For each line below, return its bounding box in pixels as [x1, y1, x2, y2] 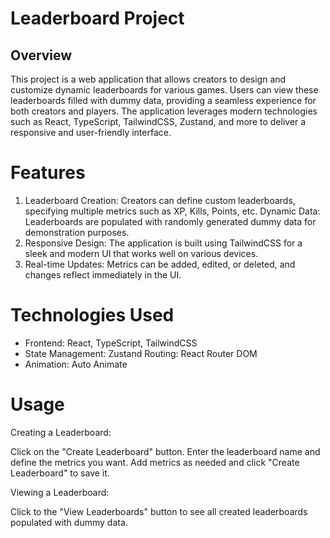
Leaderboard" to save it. [10, 467, 110, 479]
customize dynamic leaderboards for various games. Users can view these [10, 84, 319, 96]
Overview [10, 47, 73, 64]
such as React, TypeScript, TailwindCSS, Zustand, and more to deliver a [10, 116, 307, 127]
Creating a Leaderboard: [10, 426, 112, 438]
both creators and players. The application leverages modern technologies [10, 105, 318, 117]
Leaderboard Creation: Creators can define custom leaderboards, [24, 194, 296, 206]
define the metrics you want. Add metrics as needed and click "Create [10, 456, 300, 468]
